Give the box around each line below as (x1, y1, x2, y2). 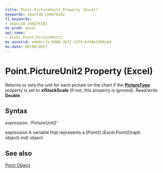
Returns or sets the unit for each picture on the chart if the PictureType (5, 82, 150, 88)
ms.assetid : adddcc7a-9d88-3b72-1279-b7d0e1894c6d (5, 40, 112, 45)
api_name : (5, 30, 26, 35)
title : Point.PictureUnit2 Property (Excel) (5, 7, 98, 12)
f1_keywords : (5, 16, 32, 21)
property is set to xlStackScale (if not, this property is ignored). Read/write (5, 87, 158, 93)
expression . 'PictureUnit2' (5, 120, 58, 126)
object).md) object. (5, 135, 44, 141)
